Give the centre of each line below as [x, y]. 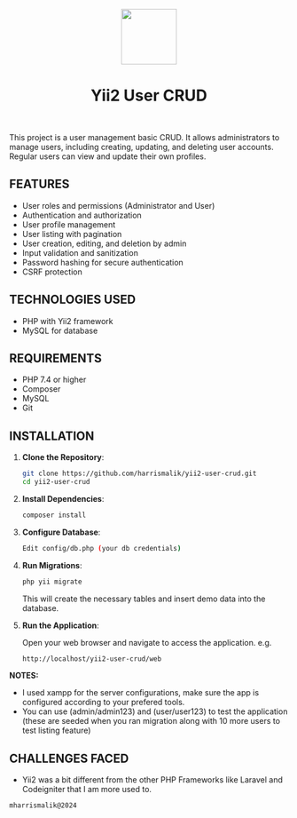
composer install [54, 515]
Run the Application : [60, 625]
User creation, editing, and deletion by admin [104, 243]
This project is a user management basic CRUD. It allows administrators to [145, 137]
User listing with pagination [72, 234]
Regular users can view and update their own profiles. [108, 156]
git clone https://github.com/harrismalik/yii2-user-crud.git [139, 474]
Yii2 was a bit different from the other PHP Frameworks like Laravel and [152, 780]
